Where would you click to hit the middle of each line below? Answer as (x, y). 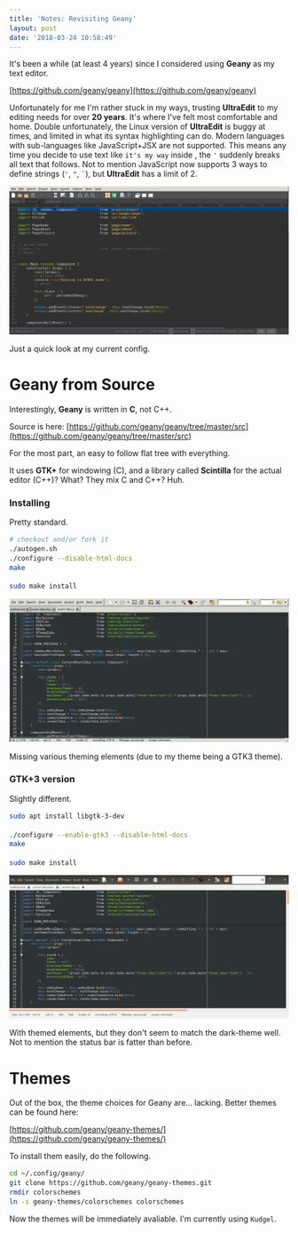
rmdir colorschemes (45, 1193)
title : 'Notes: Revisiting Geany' (73, 19)
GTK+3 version (42, 780)
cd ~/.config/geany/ (47, 1173)
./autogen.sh (33, 548)
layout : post (33, 28)
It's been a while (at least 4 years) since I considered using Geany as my (142, 64)
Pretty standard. (39, 522)
